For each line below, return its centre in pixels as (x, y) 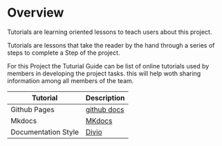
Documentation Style (45, 131)
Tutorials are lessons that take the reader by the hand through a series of (111, 45)
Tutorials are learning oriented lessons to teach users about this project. (110, 32)
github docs (105, 109)
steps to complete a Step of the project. (64, 53)
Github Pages (33, 109)
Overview (36, 13)
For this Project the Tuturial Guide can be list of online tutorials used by (108, 66)
